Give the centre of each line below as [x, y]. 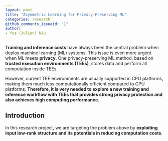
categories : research [28, 19]
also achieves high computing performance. [52, 100]
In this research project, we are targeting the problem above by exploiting [81, 127]
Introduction [25, 116]
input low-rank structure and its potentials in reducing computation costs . [84, 133]
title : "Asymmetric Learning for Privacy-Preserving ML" [66, 15]
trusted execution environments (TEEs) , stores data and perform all [76, 63]
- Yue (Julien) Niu [26, 33]
